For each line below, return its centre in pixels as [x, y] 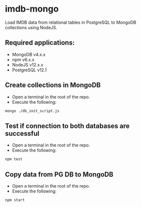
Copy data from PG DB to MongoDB [59, 174]
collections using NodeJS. [31, 27]
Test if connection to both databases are [67, 126]
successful [22, 134]
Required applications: [40, 43]
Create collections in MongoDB [53, 85]
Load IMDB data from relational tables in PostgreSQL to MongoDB [71, 22]
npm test [14, 159]
